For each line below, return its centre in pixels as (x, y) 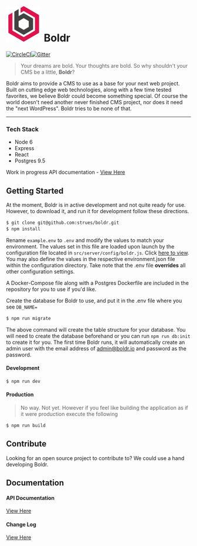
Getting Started (35, 191)
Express (24, 148)
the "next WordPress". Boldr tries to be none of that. (69, 108)
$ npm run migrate (28, 318)
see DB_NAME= (22, 307)
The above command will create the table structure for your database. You (96, 329)
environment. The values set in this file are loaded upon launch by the (90, 246)
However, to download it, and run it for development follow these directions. (98, 211)
